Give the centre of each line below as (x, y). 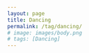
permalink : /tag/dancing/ (44, 26)
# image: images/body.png (44, 33)
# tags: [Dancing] (34, 39)
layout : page (26, 13)
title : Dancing (29, 20)
